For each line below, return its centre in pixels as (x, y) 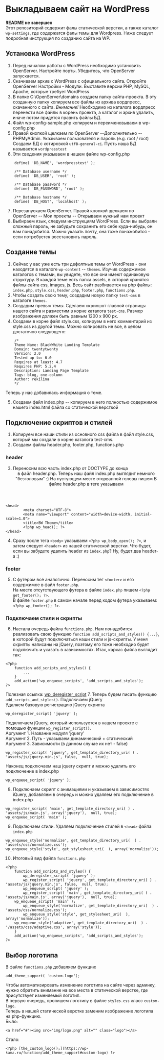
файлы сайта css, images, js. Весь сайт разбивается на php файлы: (82, 285)
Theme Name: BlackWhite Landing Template (57, 345)
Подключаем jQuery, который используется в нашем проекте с (72, 723)
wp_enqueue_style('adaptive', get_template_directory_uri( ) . (81, 923)
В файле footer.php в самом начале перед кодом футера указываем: (85, 600)
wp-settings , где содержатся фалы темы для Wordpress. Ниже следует (79, 33)
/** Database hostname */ (41, 197)
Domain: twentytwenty (36, 349)
